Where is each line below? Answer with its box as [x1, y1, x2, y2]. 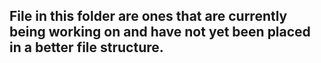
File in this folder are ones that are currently [9, 8, 288, 25]
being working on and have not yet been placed [9, 24, 311, 41]
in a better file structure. [9, 39, 164, 56]
